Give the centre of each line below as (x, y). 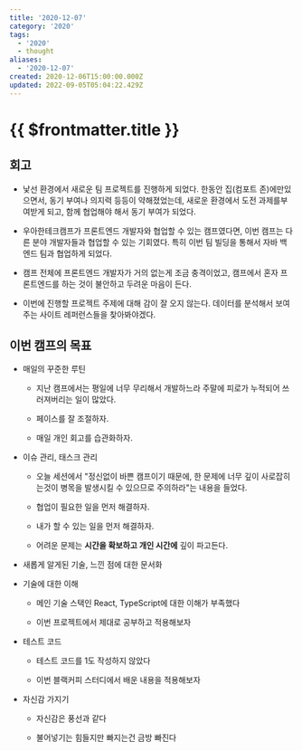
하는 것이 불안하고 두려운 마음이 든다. (127, 284)
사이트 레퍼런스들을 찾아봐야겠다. (98, 314)
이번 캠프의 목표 (51, 346)
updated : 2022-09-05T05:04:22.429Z (76, 85)
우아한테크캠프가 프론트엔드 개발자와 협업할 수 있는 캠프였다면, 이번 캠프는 (153, 231)
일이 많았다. (95, 400)
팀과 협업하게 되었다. (76, 253)
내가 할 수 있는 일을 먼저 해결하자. (95, 527)
